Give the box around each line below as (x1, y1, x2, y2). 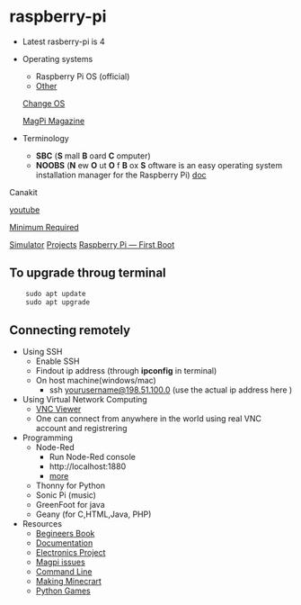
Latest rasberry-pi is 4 (22, 36, 105, 47)
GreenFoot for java (35, 500, 105, 510)
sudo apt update (25, 289, 87, 298)
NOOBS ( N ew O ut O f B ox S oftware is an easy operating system (35, 159, 283, 170)
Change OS (22, 97, 66, 109)
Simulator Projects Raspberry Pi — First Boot (9, 239, 175, 249)
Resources (22, 519, 63, 529)
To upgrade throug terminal (9, 266, 166, 281)
